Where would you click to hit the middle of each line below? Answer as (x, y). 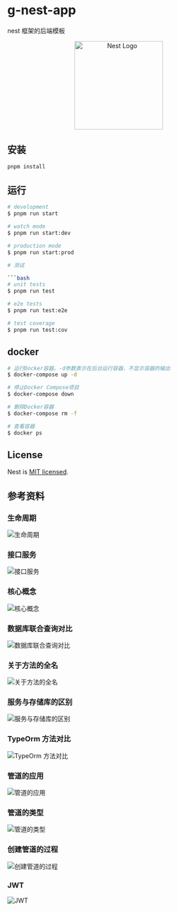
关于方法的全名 (33, 665)
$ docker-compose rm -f (42, 413)
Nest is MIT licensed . (38, 472)
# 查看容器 (21, 426)
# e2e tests (25, 304)
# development (28, 207)
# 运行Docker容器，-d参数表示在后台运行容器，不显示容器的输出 (89, 368)
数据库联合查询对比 (40, 629)
